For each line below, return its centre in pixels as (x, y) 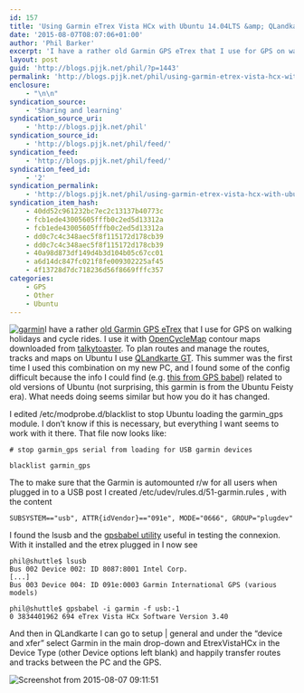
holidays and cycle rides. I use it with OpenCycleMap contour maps (135, 339)
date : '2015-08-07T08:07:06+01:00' (76, 34)
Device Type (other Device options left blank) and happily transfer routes (145, 653)
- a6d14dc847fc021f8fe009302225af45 (95, 262)
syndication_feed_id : (50, 169)
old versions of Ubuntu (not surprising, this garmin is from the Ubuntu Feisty (152, 387)
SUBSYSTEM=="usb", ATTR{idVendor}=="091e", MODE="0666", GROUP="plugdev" (152, 518)
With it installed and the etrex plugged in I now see (104, 545)
